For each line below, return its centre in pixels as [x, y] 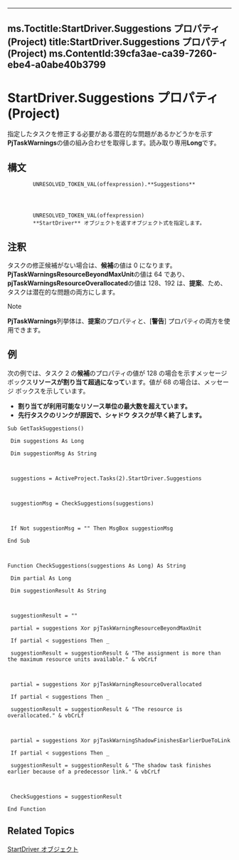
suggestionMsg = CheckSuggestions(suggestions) [82, 503]
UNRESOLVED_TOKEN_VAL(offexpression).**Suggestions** [114, 185]
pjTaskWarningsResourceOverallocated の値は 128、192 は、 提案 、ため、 [117, 283]
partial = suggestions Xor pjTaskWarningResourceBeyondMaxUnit [106, 628]
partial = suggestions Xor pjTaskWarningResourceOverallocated [106, 684]
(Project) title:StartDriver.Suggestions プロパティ [118, 42]
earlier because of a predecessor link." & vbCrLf [84, 772]
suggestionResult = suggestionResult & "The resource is [96, 709]
